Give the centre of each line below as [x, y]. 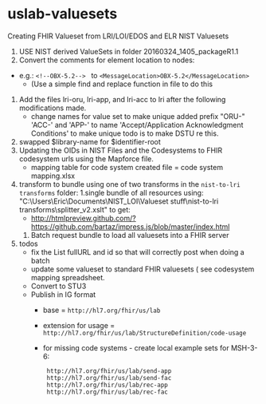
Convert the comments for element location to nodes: [107, 60]
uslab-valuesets [63, 14]
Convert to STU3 [59, 286]
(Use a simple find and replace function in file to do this [121, 84]
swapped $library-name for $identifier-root [90, 141]
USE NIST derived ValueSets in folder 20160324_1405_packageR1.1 [129, 51]
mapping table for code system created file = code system [127, 167]
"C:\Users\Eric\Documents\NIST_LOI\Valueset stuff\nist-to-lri [119, 201]
